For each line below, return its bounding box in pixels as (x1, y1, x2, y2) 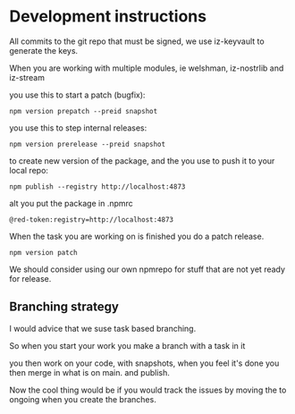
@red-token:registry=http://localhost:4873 (9, 215, 174, 224)
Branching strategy (9, 300, 119, 315)
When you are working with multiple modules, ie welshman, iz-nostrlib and (9, 63, 284, 73)
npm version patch (9, 248, 78, 257)
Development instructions (9, 6, 207, 27)
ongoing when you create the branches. (9, 393, 156, 404)
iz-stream (9, 72, 45, 82)
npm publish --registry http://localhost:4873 (9, 182, 186, 191)
